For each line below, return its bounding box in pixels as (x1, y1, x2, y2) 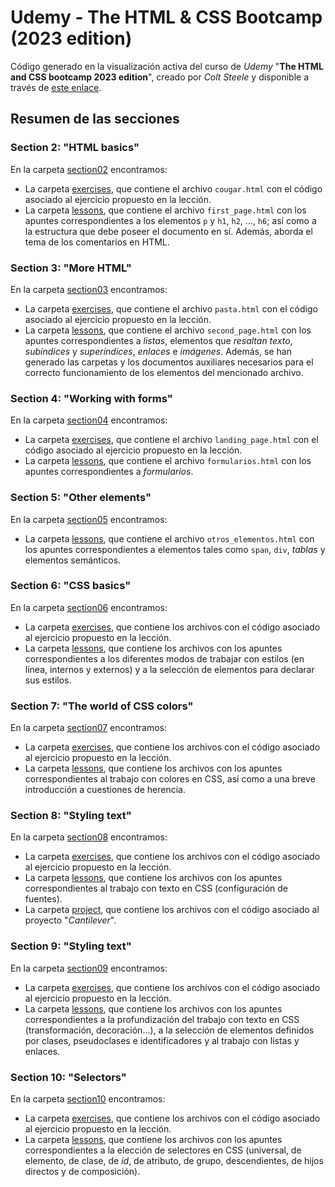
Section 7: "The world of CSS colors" (10, 699, 194, 713)
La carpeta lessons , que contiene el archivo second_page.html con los (24, 324, 312, 336)
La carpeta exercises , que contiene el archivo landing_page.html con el (24, 434, 319, 446)
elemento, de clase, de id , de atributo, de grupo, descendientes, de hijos (24, 1155, 324, 1166)
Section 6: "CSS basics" (10, 579, 132, 593)
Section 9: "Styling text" (10, 939, 132, 953)
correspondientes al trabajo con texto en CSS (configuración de (24, 882, 289, 895)
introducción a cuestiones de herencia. (24, 784, 186, 796)
